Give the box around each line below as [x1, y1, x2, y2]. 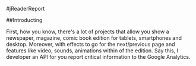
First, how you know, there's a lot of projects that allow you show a [6, 28, 169, 35]
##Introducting [6, 17, 43, 23]
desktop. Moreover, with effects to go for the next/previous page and [6, 41, 175, 48]
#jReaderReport [6, 5, 45, 12]
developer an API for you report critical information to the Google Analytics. [6, 54, 191, 60]
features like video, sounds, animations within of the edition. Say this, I [6, 47, 179, 54]
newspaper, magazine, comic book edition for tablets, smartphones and [6, 34, 182, 41]
